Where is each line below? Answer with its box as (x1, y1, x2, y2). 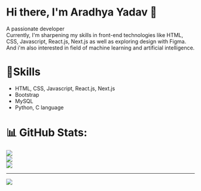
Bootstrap (14, 91, 39, 98)
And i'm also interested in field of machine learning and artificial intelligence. (6, 44, 195, 51)
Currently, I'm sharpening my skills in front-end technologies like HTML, (6, 31, 184, 38)
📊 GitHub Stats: (6, 126, 88, 140)
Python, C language (14, 104, 64, 111)
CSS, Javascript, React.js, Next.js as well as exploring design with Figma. (6, 38, 187, 45)
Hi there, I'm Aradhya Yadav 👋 (6, 5, 157, 19)
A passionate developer (6, 25, 65, 32)
